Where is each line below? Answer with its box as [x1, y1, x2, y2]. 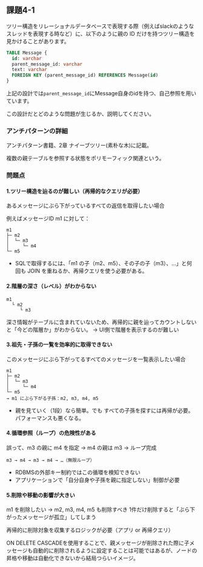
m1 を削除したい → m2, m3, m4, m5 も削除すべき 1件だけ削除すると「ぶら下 [6, 506, 195, 514]
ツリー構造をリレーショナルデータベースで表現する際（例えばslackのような [6, 22, 195, 30]
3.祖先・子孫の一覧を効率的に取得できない [6, 341, 113, 348]
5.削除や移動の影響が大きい [6, 491, 76, 498]
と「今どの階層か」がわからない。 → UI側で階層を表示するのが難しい [6, 326, 179, 333]
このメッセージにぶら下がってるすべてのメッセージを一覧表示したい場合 [6, 355, 186, 362]
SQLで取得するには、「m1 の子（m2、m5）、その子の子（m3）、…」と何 [15, 260, 193, 267]
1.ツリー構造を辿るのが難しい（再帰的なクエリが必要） [6, 187, 144, 195]
